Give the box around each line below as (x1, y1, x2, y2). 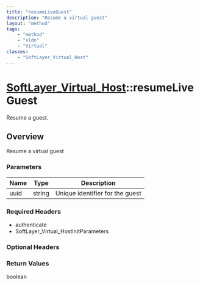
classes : (6, 49, 29, 55)
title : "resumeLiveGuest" (6, 9, 72, 15)
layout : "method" (6, 20, 51, 26)
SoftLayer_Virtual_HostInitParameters (15, 227, 109, 235)
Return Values (6, 259, 49, 267)
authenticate (15, 221, 47, 228)
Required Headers (6, 207, 61, 215)
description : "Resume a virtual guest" (6, 15, 108, 21)
